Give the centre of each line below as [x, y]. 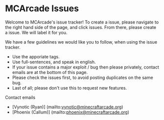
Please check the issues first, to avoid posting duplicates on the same [82, 77]
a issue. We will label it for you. [36, 32]
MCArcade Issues [42, 9]
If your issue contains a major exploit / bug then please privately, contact [85, 67]
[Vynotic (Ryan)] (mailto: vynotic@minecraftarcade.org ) [68, 107]
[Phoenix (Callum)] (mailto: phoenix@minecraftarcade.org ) [71, 112]
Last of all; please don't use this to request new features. [70, 88]
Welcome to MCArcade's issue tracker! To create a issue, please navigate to [82, 22]
